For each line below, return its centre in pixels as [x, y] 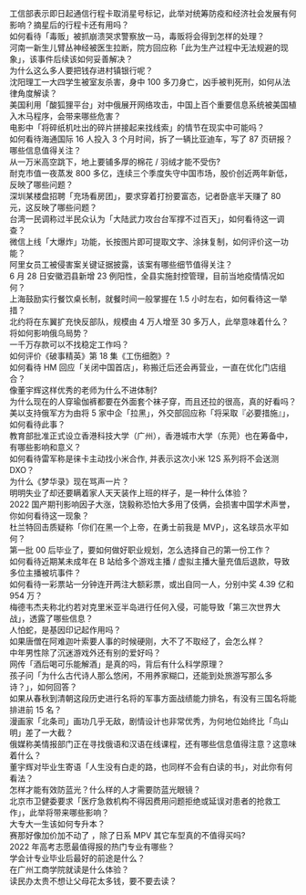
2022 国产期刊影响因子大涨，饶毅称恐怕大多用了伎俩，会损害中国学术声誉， [152, 504]
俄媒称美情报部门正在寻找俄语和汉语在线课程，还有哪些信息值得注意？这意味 [153, 744]
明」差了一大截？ [41, 732]
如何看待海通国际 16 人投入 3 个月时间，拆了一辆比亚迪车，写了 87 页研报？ [151, 139]
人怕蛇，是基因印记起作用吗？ [65, 630]
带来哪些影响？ [81, 812]
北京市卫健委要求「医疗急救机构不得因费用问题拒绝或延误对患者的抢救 [141, 801]
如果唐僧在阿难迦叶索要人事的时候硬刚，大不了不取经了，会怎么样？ [137, 641]
